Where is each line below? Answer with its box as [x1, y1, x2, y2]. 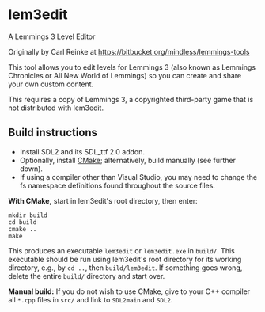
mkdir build [8, 211, 47, 219]
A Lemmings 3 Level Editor [8, 32, 96, 41]
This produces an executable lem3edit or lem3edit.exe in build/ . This [8, 245, 235, 255]
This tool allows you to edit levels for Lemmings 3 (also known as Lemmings [8, 62, 256, 72]
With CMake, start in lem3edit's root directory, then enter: [8, 196, 198, 205]
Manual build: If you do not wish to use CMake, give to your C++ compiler [8, 287, 251, 296]
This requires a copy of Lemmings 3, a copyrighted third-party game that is [8, 94, 254, 104]
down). [19, 164, 44, 173]
